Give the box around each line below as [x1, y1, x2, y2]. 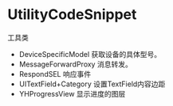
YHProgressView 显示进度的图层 [18, 89, 126, 98]
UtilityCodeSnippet [7, 6, 137, 24]
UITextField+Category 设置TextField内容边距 [18, 79, 166, 89]
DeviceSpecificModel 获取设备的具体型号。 [18, 49, 161, 59]
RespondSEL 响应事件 [18, 69, 92, 78]
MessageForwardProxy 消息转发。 [18, 59, 132, 69]
